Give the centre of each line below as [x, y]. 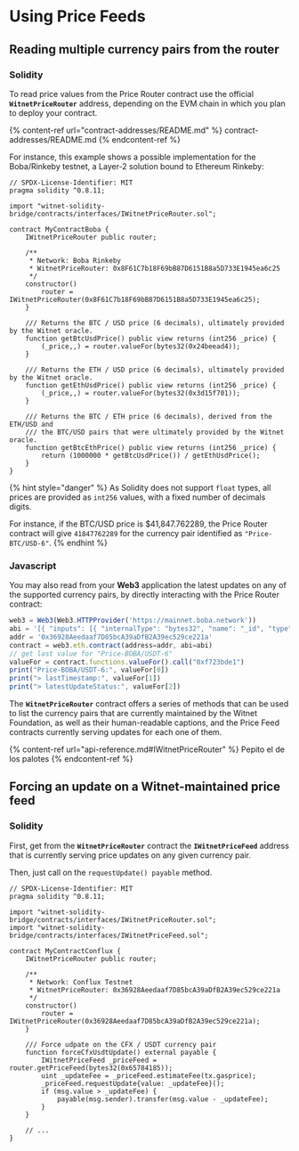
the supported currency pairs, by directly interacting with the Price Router [145, 595]
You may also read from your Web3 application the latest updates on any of [148, 585]
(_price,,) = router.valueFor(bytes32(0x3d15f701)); [141, 393]
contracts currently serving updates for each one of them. [116, 732]
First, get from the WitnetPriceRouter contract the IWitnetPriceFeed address [149, 845]
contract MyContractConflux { [65, 951]
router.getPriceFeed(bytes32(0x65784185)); [91, 1068]
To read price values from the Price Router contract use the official [132, 94]
